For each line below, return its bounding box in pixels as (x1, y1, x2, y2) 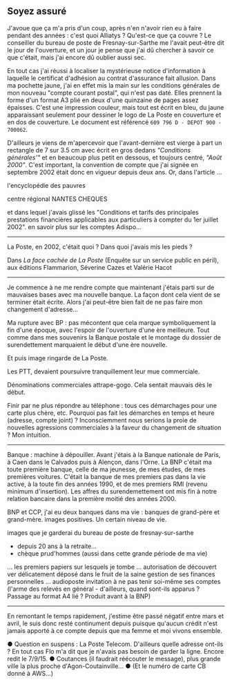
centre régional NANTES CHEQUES (7, 195, 108, 203)
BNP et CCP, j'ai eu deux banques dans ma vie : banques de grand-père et (7, 507, 220, 516)
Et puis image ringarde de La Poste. (7, 353, 108, 362)
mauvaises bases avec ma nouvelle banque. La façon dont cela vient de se (7, 290, 221, 299)
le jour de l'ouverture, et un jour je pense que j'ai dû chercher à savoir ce (7, 46, 214, 54)
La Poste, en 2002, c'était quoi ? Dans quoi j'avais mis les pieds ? (7, 242, 193, 251)
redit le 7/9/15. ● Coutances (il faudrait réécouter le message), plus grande (7, 654, 221, 663)
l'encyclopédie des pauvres (7, 181, 86, 189)
